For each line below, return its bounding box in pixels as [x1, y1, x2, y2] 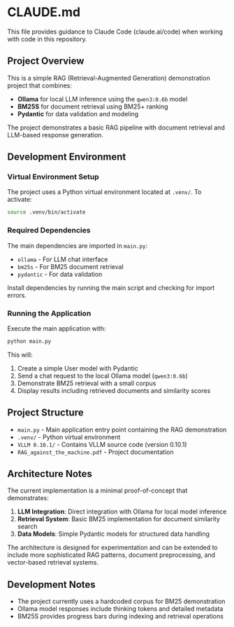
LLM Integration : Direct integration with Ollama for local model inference [17, 507, 227, 516]
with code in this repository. [7, 34, 87, 43]
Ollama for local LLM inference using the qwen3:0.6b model [17, 95, 188, 103]
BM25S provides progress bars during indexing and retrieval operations [17, 612, 224, 621]
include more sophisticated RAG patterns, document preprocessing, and [7, 551, 215, 559]
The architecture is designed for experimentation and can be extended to [7, 544, 218, 552]
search [17, 523, 38, 531]
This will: [7, 350, 33, 359]
